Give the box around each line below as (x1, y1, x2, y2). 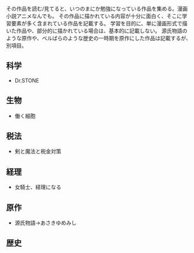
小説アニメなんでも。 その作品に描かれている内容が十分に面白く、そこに (6, 12, 182, 19)
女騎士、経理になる (14, 183, 62, 190)
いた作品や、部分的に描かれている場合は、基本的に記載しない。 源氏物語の (6, 27, 188, 34)
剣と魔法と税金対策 (14, 148, 62, 155)
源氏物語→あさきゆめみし (14, 219, 77, 226)
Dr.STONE (14, 77, 39, 84)
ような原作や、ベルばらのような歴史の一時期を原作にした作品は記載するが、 (6, 35, 192, 41)
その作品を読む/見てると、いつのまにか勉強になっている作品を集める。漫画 (6, 5, 188, 12)
